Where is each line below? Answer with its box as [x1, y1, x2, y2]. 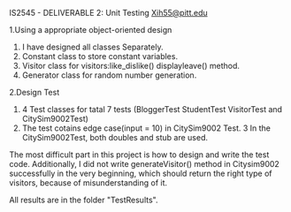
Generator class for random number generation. [21, 70, 197, 80]
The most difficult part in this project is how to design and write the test [9, 149, 270, 160]
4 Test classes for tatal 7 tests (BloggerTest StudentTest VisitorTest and [21, 104, 283, 114]
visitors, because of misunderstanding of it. [9, 178, 168, 188]
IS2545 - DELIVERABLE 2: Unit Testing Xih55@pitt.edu [9, 8, 208, 18]
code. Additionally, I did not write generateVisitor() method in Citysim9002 [9, 159, 280, 169]
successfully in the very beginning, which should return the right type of [9, 168, 272, 178]
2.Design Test [9, 87, 60, 97]
